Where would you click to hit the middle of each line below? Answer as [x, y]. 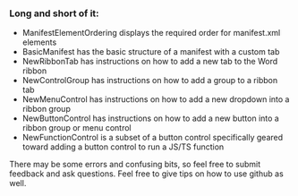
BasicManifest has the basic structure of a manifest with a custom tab [151, 52]
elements [39, 42]
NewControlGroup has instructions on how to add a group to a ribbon [150, 81]
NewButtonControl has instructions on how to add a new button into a [150, 118]
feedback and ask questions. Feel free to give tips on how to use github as [146, 174]
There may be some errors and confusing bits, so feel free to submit [135, 165]
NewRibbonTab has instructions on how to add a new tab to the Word [150, 62]
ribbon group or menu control [77, 128]
